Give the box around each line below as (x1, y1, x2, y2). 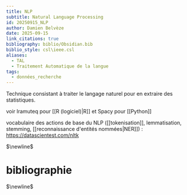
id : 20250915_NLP (6, 19, 49, 25)
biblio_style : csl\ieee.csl (6, 47, 75, 53)
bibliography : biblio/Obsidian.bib (6, 42, 93, 48)
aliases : (6, 52, 28, 58)
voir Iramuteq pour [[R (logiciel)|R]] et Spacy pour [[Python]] (6, 108, 152, 115)
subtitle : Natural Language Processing (6, 14, 104, 20)
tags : (6, 69, 19, 75)
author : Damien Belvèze (6, 25, 64, 31)
